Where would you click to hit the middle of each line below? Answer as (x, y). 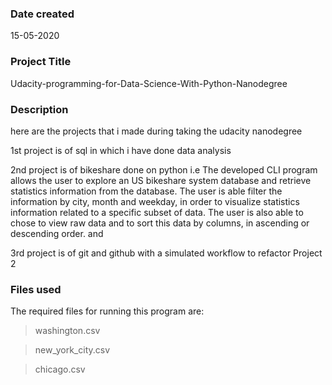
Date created (42, 14)
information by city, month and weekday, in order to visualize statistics (155, 201)
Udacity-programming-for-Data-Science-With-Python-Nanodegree (149, 83)
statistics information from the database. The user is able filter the (146, 191)
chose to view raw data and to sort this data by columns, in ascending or (160, 223)
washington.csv (67, 331)
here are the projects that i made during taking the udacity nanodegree (156, 131)
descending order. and (57, 233)
